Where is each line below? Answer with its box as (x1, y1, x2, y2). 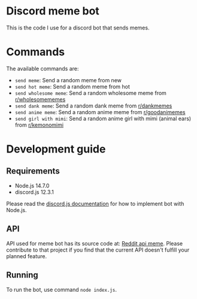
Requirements (6, 166, 60, 177)
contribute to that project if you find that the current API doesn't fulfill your (6, 246, 190, 253)
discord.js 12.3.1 (14, 188, 54, 196)
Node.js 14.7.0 (14, 182, 50, 189)
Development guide (6, 142, 106, 156)
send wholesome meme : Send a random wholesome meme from (14, 89, 166, 97)
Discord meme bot (6, 4, 100, 18)
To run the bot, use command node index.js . (6, 286, 117, 293)
